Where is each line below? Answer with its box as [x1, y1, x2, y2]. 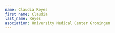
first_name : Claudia [5, 12, 48, 16]
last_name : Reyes [5, 16, 41, 21]
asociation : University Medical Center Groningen [5, 20, 111, 26]
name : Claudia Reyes [5, 7, 48, 12]
